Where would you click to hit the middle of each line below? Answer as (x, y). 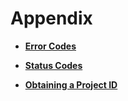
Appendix (51, 18)
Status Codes (53, 65)
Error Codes (50, 46)
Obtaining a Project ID (71, 84)
